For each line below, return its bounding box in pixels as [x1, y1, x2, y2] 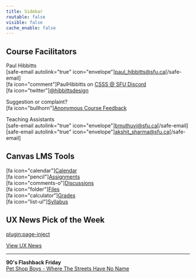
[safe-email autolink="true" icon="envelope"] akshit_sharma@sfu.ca [6, 128, 170, 135]
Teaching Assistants [6, 116, 55, 123]
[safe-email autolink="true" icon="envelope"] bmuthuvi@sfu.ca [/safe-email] [6, 122, 188, 129]
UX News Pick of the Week [6, 215, 105, 225]
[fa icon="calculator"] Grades [6, 191, 76, 199]
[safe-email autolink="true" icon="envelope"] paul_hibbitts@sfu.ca [6, 68, 166, 75]
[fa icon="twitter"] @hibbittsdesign [6, 87, 89, 94]
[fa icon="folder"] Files [6, 186, 60, 193]
